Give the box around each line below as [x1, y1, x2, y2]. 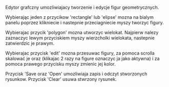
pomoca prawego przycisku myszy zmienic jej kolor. [5, 61, 116, 67]
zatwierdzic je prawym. [5, 40, 55, 46]
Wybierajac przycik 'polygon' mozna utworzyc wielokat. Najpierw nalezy [5, 30, 159, 35]
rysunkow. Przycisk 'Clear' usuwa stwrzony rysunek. [5, 76, 117, 82]
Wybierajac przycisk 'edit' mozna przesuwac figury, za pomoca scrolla [5, 50, 155, 56]
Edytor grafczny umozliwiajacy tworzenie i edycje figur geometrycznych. [5, 5, 159, 10]
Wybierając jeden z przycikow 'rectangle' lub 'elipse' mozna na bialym [5, 14, 154, 20]
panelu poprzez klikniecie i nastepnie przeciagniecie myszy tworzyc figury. [5, 20, 164, 25]
